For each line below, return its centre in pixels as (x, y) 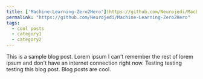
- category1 (27, 34)
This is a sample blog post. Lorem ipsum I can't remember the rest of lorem (100, 57)
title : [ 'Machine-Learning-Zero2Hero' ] (56, 12)
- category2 (27, 39)
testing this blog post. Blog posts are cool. (59, 69)
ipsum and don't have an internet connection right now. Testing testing (94, 63)
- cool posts (28, 28)
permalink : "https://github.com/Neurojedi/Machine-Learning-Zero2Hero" (98, 17)
